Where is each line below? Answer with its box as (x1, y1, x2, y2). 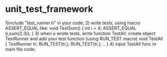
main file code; (5, 46, 36, 52)
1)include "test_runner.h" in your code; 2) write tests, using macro (5, 20, 141, 26)
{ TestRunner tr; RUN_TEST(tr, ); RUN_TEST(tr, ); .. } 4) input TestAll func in (5, 41, 156, 47)
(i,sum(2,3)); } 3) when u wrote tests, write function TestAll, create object (5, 30, 156, 36)
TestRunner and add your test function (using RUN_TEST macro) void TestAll (5, 36, 163, 42)
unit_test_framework (5, 3, 93, 15)
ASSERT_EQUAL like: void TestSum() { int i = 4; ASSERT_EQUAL (5, 25, 136, 31)
